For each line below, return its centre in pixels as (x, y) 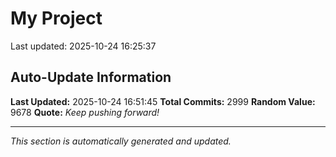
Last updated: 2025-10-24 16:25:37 (83, 46)
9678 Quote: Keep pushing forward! (85, 112)
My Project (56, 18)
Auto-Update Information (91, 77)
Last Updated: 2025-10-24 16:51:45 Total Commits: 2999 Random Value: (163, 101)
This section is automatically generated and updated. (121, 141)
